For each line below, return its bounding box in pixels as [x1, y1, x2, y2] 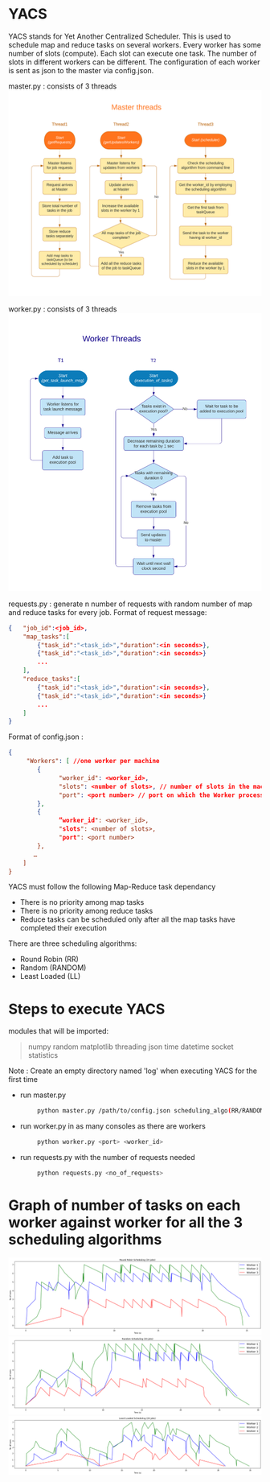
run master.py [19, 1090, 67, 1100]
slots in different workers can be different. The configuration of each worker [8, 57, 260, 67]
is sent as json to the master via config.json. [8, 65, 154, 75]
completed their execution [19, 923, 107, 933]
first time [8, 1075, 39, 1084]
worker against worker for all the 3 [8, 1213, 243, 1232]
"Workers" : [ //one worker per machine [26, 758, 160, 766]
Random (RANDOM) [19, 963, 87, 972]
